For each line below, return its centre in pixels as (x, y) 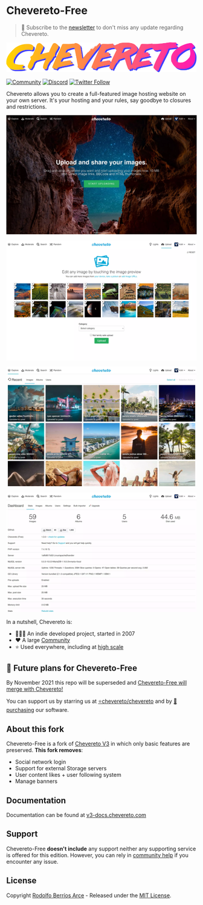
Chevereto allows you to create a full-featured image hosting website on (96, 93)
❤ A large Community (43, 640)
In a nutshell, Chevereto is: (39, 622)
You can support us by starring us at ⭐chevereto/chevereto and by (89, 701)
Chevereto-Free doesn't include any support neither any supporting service (101, 849)
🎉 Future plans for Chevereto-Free (72, 668)
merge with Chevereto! (35, 689)
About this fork (35, 729)
